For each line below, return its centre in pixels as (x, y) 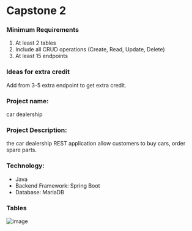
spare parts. (22, 150)
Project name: (28, 101)
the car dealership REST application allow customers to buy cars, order (96, 144)
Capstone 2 (36, 11)
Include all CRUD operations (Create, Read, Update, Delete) (90, 50)
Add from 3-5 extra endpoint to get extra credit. (66, 85)
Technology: (25, 166)
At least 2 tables (35, 43)
